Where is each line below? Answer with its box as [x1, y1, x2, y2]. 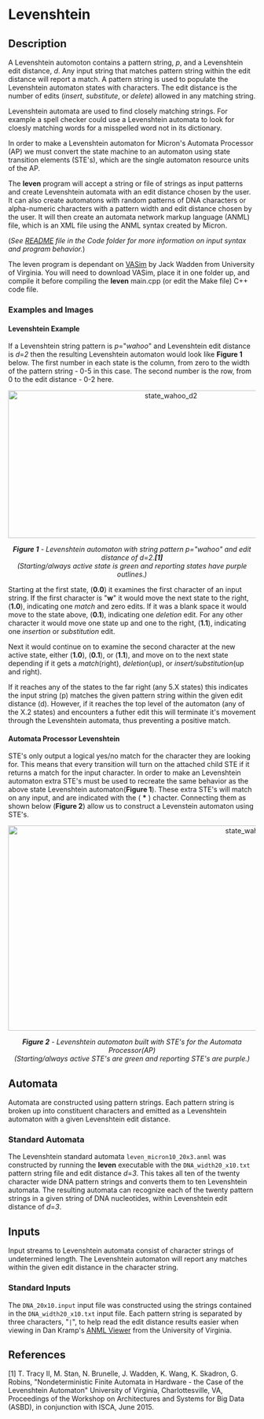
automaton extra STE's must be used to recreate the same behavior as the [8, 776, 249, 786]
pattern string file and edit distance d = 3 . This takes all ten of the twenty [8, 1169, 240, 1178]
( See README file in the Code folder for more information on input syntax [8, 236, 247, 245]
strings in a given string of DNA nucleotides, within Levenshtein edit [8, 1194, 228, 1203]
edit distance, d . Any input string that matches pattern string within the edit [8, 66, 251, 76]
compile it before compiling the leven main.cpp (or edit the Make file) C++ [8, 276, 249, 285]
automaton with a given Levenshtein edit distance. [8, 1114, 171, 1124]
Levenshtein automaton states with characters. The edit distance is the [8, 83, 237, 92]
